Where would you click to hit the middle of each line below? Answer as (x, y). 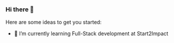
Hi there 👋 (20, 9)
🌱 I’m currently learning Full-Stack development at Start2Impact (91, 34)
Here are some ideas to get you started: (54, 22)
